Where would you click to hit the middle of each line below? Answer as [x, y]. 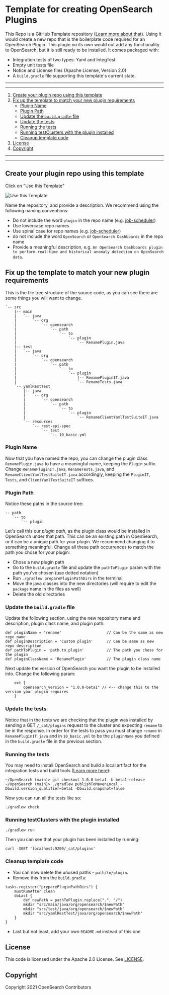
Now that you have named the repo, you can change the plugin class [76, 458]
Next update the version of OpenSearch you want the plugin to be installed [82, 669]
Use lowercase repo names [41, 225]
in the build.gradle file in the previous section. [54, 741]
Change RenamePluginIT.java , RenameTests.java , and [60, 469]
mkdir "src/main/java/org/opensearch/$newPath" [74, 904]
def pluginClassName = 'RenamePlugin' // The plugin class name [83, 659]
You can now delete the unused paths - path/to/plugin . [70, 872]
